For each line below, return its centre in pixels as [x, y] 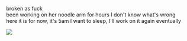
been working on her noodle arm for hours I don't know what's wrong [91, 15]
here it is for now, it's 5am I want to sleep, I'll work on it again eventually [94, 21]
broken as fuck [25, 8]
